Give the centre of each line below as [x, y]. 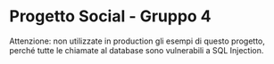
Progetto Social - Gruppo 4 [110, 16]
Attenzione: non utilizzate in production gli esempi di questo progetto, [137, 41]
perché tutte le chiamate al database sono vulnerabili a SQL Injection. [137, 50]
